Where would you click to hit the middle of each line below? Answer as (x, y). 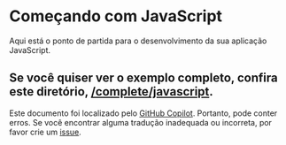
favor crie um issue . (45, 132)
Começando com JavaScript (116, 16)
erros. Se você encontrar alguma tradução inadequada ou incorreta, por (141, 122)
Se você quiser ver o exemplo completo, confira (143, 78)
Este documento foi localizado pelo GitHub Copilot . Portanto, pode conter (143, 113)
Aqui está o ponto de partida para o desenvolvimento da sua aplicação (138, 41)
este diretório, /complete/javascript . (112, 92)
